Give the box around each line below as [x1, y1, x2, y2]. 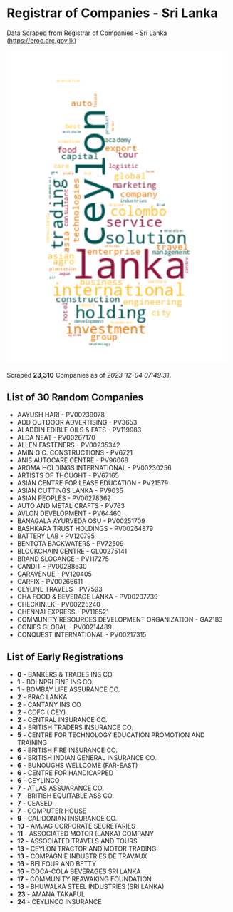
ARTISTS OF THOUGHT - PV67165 [16, 471, 119, 480]
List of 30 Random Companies [6, 391, 144, 404]
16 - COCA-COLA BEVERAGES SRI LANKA [16, 867, 141, 876]
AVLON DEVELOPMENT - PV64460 [16, 509, 122, 517]
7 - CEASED [16, 799, 53, 807]
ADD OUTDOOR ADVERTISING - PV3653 [16, 417, 138, 426]
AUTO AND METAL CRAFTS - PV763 [16, 501, 125, 510]
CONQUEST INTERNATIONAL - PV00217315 [16, 630, 147, 639]
